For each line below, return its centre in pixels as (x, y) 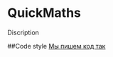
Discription (23, 32)
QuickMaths (44, 13)
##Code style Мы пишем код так (56, 46)
